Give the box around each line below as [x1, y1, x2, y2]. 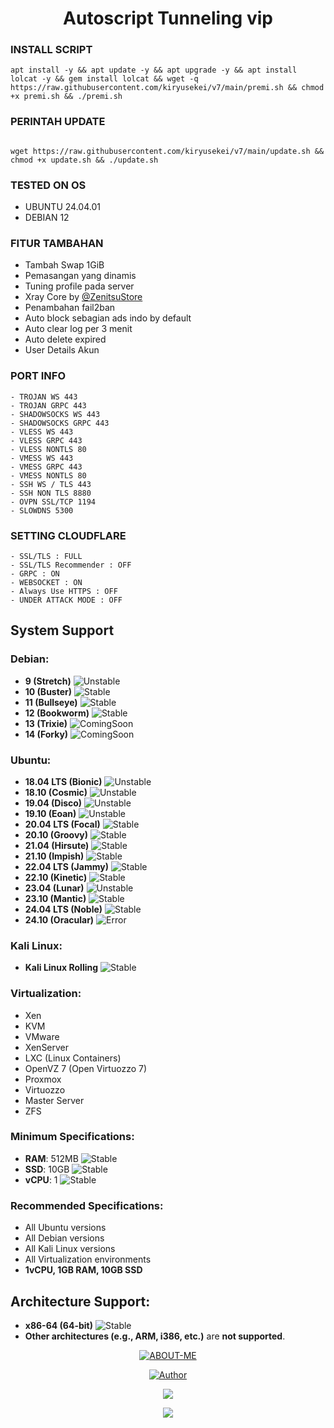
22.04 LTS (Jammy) [24, 860, 109, 872]
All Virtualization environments [24, 1253, 152, 1266]
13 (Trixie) [24, 717, 68, 729]
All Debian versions [24, 1232, 105, 1244]
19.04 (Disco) [24, 797, 83, 809]
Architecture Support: [10, 1293, 151, 1310]
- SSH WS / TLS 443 [10, 479, 92, 489]
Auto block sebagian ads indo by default [24, 312, 192, 324]
